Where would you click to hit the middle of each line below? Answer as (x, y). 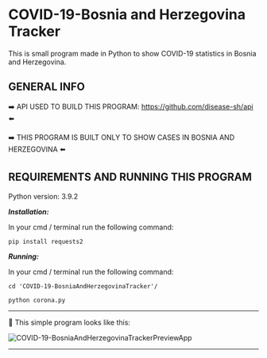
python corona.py (37, 300)
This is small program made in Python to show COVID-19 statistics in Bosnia (132, 53)
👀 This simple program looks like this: (70, 322)
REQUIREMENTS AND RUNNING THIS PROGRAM (130, 177)
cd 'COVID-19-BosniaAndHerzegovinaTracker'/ (83, 286)
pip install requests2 (46, 241)
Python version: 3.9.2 (43, 196)
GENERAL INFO (47, 87)
